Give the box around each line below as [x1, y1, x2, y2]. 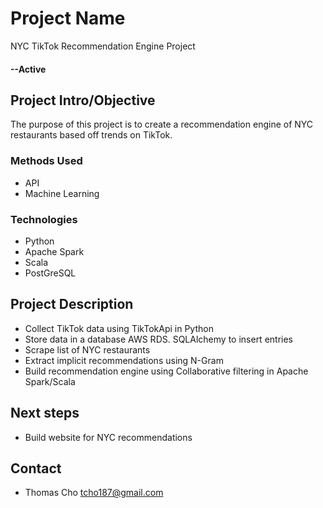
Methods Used [10, 154, 83, 168]
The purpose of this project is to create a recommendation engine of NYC [10, 118, 314, 131]
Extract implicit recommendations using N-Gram [24, 354, 224, 366]
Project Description [10, 296, 134, 313]
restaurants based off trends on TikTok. [10, 129, 173, 141]
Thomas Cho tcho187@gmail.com [24, 487, 164, 499]
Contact [10, 460, 62, 477]
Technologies [10, 212, 78, 226]
